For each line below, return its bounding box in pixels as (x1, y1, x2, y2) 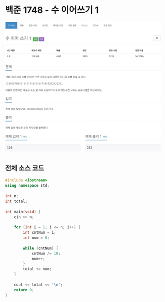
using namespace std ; (5, 183, 50, 188)
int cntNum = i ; (23, 230, 56, 235)
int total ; (5, 199, 28, 204)
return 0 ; (14, 287, 35, 292)
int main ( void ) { (5, 209, 41, 214)
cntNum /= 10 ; (31, 251, 61, 256)
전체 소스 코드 (5, 164, 44, 173)
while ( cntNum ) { (23, 246, 58, 251)
